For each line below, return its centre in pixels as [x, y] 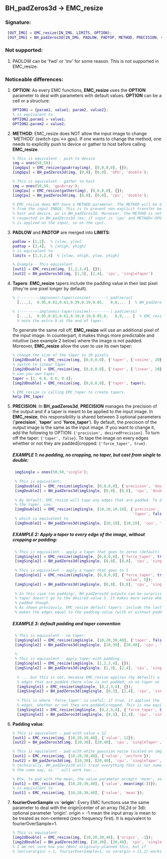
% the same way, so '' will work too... [55, 770]
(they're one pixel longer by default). [50, 288]
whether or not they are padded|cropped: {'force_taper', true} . [80, 443]
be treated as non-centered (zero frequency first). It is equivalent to [82, 819]
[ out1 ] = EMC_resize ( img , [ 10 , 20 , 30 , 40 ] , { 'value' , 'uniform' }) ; [81, 756]
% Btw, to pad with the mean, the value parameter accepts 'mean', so [87, 779]
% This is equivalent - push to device [54, 158]
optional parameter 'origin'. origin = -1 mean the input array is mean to [84, 813]
